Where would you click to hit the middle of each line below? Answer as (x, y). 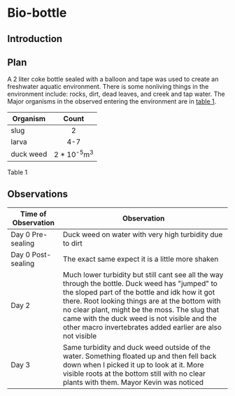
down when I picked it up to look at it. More (133, 365)
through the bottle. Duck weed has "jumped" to (140, 283)
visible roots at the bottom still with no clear (134, 374)
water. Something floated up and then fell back (140, 356)
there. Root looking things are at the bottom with (142, 301)
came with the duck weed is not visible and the (140, 318)
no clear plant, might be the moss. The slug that (141, 309)
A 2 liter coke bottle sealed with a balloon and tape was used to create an (113, 79)
